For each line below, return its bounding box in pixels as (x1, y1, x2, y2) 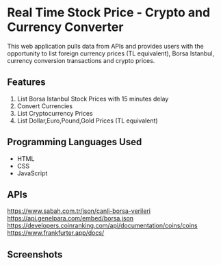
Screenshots (7, 249, 63, 260)
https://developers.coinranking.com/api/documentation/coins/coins (7, 221, 198, 230)
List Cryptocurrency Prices (16, 109, 94, 117)
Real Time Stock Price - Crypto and (7, 5, 211, 21)
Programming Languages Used (7, 136, 142, 148)
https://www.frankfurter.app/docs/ (7, 229, 105, 237)
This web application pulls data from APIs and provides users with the (7, 42, 204, 50)
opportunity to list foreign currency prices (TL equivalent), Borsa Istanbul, (7, 49, 215, 58)
